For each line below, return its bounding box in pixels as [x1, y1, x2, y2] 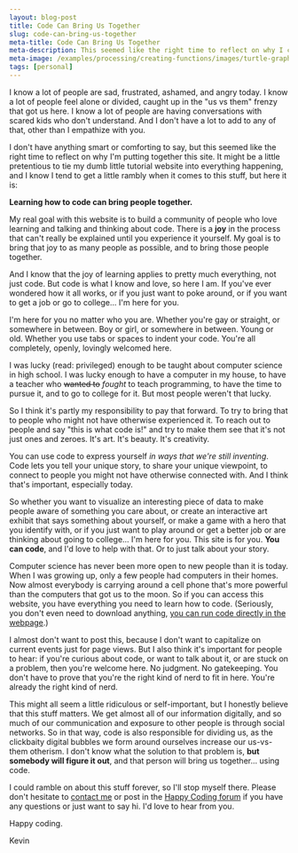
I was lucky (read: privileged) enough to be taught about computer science [9, 359, 283, 370]
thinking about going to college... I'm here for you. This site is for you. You [9, 533, 280, 544]
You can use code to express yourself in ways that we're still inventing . [9, 450, 269, 462]
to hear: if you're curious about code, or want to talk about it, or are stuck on [9, 653, 289, 664]
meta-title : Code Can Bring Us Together [9, 37, 161, 47]
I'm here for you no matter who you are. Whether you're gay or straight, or [9, 314, 281, 325]
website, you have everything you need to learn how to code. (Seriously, [9, 598, 274, 609]
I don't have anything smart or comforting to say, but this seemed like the [9, 141, 277, 152]
